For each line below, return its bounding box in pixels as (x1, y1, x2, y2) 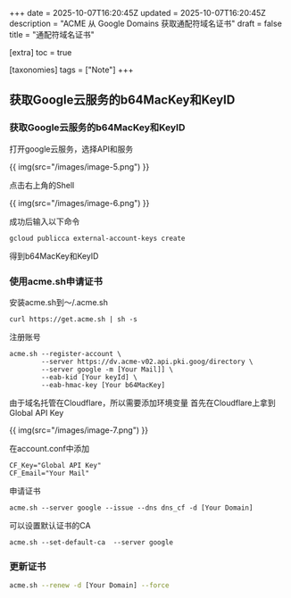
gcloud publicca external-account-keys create (9, 234, 186, 243)
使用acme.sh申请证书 (9, 275, 103, 287)
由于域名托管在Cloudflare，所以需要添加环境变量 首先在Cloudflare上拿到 (9, 397, 276, 408)
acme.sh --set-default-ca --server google (9, 537, 174, 547)
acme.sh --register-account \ (9, 349, 122, 358)
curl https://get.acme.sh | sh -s (9, 314, 138, 324)
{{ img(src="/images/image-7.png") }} (9, 424, 149, 436)
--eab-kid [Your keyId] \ (41, 372, 138, 382)
